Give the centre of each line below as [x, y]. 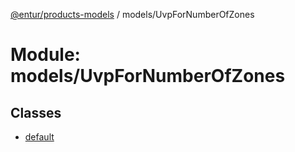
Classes [36, 112]
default [39, 137]
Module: [45, 55]
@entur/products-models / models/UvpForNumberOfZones [132, 14]
